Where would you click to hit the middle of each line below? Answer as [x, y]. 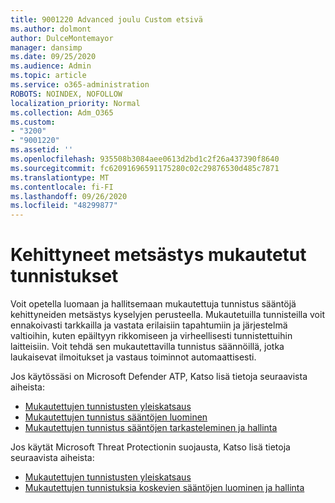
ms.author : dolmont [51, 29]
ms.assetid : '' [42, 150]
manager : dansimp [46, 47]
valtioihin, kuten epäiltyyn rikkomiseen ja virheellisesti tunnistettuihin [151, 336]
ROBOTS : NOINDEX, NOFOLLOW [66, 94]
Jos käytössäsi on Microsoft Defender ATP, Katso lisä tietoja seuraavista [159, 377]
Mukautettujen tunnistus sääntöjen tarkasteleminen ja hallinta [151, 428]
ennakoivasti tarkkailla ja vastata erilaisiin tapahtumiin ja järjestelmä [149, 325]
